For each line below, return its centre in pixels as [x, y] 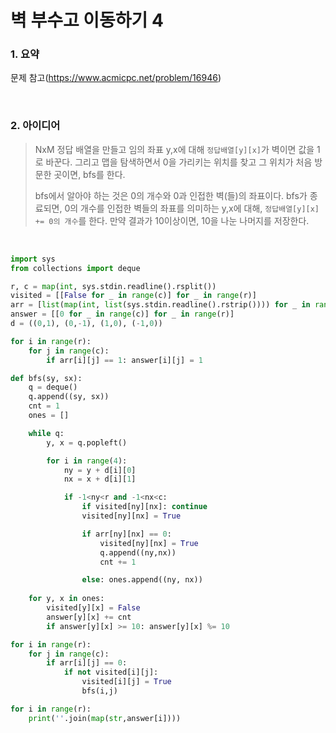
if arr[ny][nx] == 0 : [126, 534]
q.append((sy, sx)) [69, 397]
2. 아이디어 [35, 126]
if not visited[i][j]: [111, 672]
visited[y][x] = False [93, 608]
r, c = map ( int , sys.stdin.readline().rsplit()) [113, 286]
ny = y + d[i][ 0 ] [100, 470]
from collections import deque [75, 268]
